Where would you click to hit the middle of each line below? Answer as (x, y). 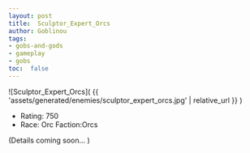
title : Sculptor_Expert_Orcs (60, 23)
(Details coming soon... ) (50, 140)
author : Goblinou (38, 31)
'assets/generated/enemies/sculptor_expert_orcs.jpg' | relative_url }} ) (125, 100)
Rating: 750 (39, 116)
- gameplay (27, 53)
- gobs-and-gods (36, 46)
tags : (17, 38)
